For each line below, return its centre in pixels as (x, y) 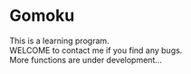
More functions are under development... (86, 60)
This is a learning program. (60, 41)
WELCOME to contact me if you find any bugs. (96, 50)
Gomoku (42, 16)
